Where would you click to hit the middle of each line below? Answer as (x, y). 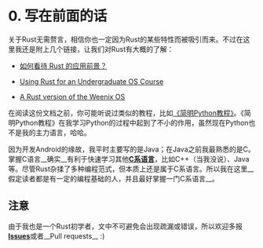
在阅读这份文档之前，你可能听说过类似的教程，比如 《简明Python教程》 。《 (126, 113)
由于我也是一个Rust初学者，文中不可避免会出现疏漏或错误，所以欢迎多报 (126, 226)
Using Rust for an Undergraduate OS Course (91, 81)
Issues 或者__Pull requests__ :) (57, 235)
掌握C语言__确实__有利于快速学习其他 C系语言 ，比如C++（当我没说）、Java (129, 159)
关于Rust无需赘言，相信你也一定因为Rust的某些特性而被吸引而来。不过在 (126, 39)
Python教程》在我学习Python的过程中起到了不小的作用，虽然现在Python (131, 122)
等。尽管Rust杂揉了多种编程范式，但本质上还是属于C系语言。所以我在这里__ (131, 169)
